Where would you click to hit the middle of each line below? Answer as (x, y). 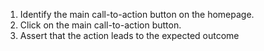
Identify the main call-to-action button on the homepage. (137, 14)
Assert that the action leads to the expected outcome (129, 35)
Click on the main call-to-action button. (100, 25)
